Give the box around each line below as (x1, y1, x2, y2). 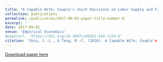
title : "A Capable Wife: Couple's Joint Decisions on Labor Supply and (5, 7, 153, 12)
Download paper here (5, 51, 49, 57)
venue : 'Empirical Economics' (5, 29, 66, 34)
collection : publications (5, 12, 57, 16)
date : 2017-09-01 (5, 25, 40, 30)
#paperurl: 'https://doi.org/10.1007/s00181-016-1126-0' (5, 34, 123, 39)
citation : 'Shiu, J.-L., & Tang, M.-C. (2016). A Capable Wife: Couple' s (5, 38, 158, 43)
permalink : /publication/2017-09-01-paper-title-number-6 (5, 16, 125, 21)
